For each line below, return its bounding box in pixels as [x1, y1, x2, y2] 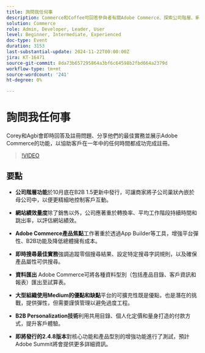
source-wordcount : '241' [6, 71, 70, 78]
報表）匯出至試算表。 [15, 278, 69, 286]
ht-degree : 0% [6, 77, 43, 83]
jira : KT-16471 [6, 54, 45, 60]
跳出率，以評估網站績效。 [15, 216, 80, 224]
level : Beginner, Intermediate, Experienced [6, 32, 121, 38]
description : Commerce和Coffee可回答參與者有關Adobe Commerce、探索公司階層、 [6, 15, 196, 21]
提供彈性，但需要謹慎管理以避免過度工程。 [26, 299, 133, 306]
